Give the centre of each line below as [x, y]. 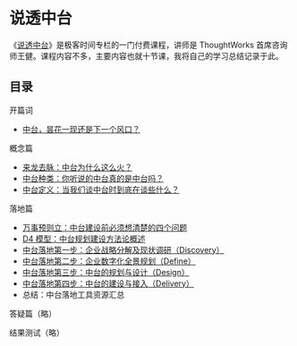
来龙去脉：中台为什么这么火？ [77, 167]
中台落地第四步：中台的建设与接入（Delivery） [108, 283]
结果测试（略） [37, 333]
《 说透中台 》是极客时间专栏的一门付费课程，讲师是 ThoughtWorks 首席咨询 [148, 45]
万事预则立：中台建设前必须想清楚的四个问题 [105, 227]
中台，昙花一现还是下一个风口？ [81, 129]
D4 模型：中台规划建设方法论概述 [84, 239]
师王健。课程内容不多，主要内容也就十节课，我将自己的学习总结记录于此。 [146, 55]
